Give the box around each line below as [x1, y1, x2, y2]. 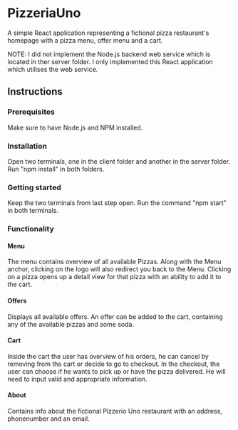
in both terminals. [7, 206, 59, 215]
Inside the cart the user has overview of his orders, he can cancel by [7, 352, 209, 360]
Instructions [7, 85, 63, 98]
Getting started [7, 182, 62, 192]
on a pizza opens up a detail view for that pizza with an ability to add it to [7, 273, 222, 281]
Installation [7, 141, 48, 151]
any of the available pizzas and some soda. [7, 320, 134, 328]
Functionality [7, 224, 55, 234]
